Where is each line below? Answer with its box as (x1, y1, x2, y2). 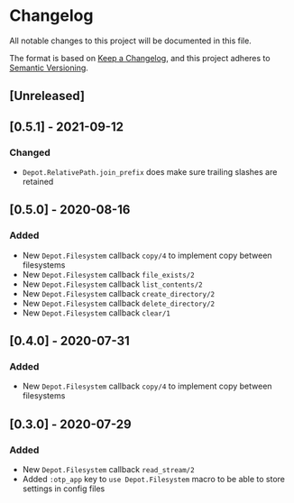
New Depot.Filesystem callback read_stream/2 (22, 464, 196, 475)
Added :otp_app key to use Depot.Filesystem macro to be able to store (22, 474, 286, 485)
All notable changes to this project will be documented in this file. (9, 35, 253, 46)
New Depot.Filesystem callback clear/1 (22, 307, 171, 318)
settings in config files (22, 483, 106, 494)
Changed (9, 146, 51, 159)
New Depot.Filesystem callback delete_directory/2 (22, 297, 215, 308)
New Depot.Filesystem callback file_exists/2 (22, 269, 196, 279)
